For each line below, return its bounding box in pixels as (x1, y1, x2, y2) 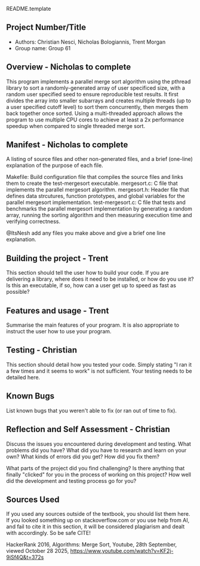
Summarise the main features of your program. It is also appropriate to (6, 321, 180, 328)
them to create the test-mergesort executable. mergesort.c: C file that (6, 179, 178, 187)
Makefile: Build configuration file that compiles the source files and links (6, 174, 183, 181)
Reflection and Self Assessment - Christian (6, 424, 170, 434)
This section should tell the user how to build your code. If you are (6, 269, 169, 276)
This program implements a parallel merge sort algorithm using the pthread (6, 78, 191, 85)
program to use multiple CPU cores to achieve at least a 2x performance (6, 116, 184, 123)
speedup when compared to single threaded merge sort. (6, 122, 145, 129)
